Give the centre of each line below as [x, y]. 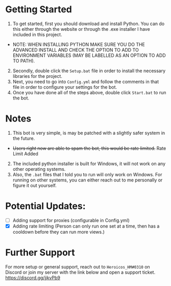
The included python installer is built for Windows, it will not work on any [89, 164]
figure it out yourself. [35, 185]
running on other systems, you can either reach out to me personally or [88, 180]
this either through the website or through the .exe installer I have [81, 29]
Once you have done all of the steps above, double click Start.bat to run [89, 92]
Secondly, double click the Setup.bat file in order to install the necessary [89, 71]
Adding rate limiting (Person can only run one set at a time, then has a [86, 226]
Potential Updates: [45, 206]
